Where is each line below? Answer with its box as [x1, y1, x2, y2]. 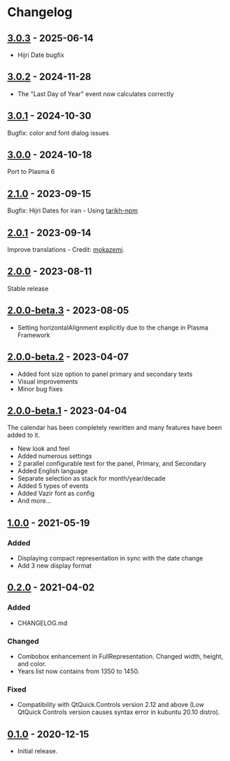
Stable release [7, 284, 49, 292]
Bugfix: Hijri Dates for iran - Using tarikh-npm [7, 206, 138, 215]
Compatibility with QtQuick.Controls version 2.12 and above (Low [17, 701, 205, 709]
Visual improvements [17, 377, 78, 386]
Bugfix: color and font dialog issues [7, 128, 110, 137]
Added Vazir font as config [17, 489, 95, 498]
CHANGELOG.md [17, 619, 68, 627]
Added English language [17, 467, 88, 476]
